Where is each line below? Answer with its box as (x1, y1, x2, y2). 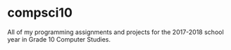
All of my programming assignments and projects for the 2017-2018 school (7, 28, 224, 36)
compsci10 (7, 5, 73, 21)
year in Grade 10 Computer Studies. (7, 35, 111, 43)
